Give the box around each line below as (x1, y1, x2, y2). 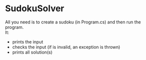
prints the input (12, 39, 43, 44)
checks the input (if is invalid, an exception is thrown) (12, 44, 120, 50)
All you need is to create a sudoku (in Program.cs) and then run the (5, 19, 141, 25)
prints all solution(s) (12, 49, 53, 55)
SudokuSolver (5, 3, 65, 14)
